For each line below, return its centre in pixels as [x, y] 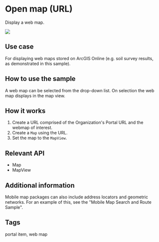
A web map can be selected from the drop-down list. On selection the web [80, 90]
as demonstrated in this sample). [38, 64]
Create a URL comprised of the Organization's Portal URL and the [78, 123]
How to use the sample [40, 79]
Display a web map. [25, 22]
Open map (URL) [39, 9]
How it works [25, 111]
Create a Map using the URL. [40, 133]
